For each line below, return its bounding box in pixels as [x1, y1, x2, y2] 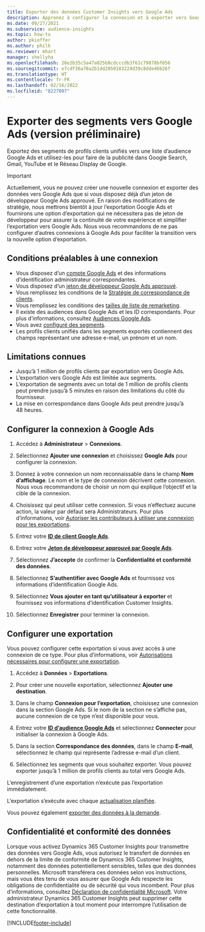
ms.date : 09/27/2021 [7, 20, 60, 26]
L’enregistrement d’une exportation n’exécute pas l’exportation [7, 779, 163, 787]
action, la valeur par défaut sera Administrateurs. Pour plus [15, 508, 164, 515]
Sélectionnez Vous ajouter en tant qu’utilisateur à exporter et [15, 593, 173, 600]
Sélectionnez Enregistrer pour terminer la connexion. [15, 611, 150, 618]
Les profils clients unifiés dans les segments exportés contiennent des [15, 327, 193, 335]
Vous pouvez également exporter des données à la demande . [7, 809, 161, 816]
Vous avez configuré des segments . [15, 321, 106, 329]
